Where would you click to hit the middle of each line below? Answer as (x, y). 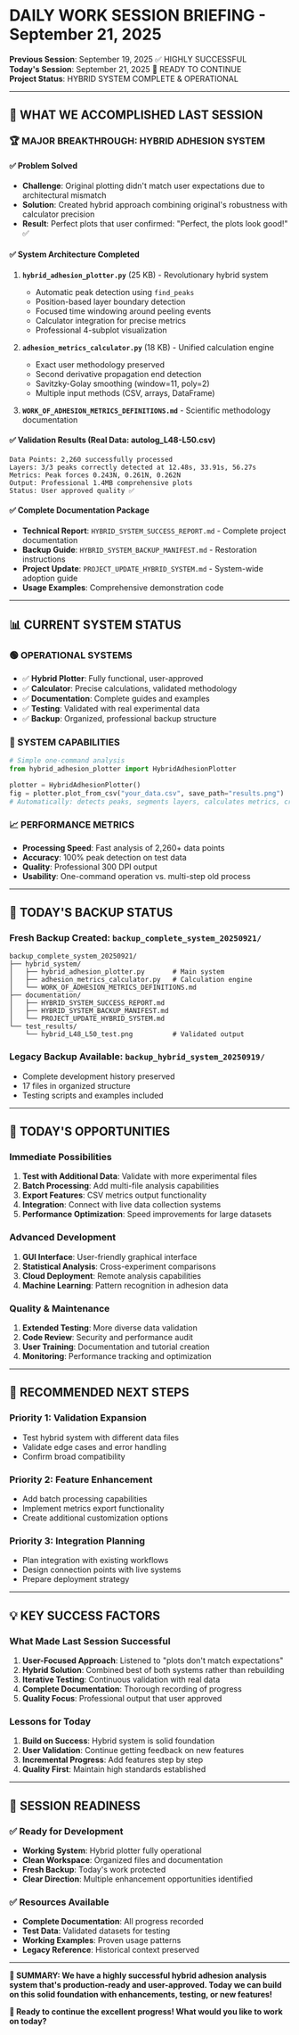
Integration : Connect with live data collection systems (121, 1205)
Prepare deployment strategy (76, 1579)
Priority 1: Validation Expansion (78, 1418)
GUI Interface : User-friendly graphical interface (109, 1256)
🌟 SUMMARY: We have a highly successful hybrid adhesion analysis (138, 1975)
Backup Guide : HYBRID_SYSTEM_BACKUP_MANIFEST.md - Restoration (139, 550)
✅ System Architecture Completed (74, 254)
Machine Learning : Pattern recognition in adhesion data (125, 1285)
